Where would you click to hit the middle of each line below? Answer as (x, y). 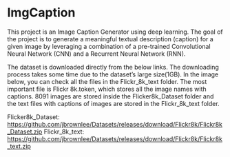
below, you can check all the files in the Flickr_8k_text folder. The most (107, 81)
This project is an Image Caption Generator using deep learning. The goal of (115, 32)
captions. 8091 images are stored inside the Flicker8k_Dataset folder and (111, 96)
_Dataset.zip (25, 132)
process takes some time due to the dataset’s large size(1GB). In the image (113, 74)
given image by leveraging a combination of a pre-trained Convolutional (109, 46)
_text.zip (19, 146)
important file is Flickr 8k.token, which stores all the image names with (107, 89)
